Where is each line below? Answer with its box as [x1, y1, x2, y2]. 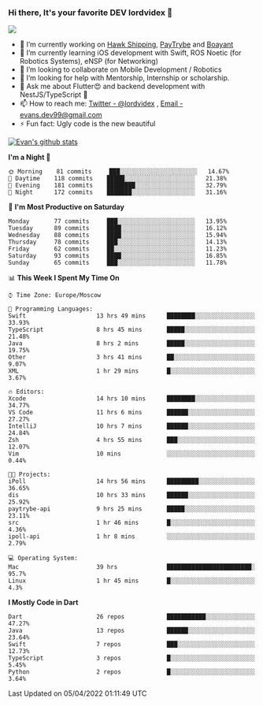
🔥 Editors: [8, 388, 45, 396]
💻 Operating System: [8, 555, 79, 563]
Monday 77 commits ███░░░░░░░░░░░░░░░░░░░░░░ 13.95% [8, 217, 227, 225]
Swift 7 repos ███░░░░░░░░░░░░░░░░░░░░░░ [8, 641, 256, 648]
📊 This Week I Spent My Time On [8, 273, 120, 283]
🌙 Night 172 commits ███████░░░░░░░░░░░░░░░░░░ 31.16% [8, 188, 227, 196]
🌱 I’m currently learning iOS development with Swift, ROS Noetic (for [19, 48, 242, 58]
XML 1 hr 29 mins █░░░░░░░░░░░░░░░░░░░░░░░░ [8, 367, 256, 375]
